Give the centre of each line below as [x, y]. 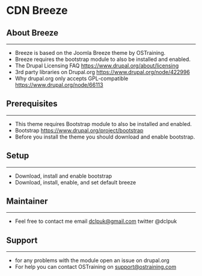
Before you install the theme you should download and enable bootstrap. [105, 137]
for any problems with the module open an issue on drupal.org [92, 260]
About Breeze [32, 33]
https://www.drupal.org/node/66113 [59, 85]
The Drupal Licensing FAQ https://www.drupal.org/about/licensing [97, 66]
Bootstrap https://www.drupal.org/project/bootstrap [79, 130]
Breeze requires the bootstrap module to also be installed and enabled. [103, 59]
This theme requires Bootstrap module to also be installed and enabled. [103, 124]
